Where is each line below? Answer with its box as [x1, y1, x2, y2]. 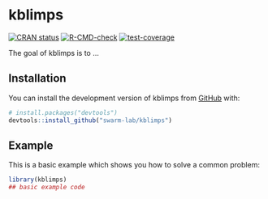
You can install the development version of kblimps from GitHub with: [8, 93, 240, 103]
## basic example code [8, 184, 85, 192]
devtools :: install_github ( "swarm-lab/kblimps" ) [8, 116, 173, 125]
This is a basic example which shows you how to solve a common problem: [8, 160, 260, 170]
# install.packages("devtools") [8, 108, 118, 116]
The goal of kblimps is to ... [8, 48, 100, 57]
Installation [8, 71, 67, 86]
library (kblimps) [8, 176, 67, 184]
